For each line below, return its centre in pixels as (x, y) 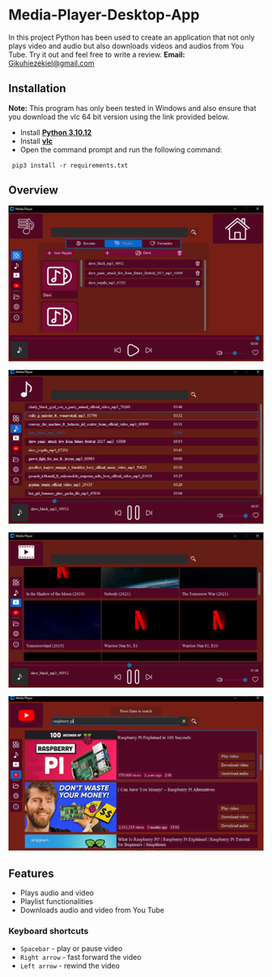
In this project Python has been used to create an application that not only (132, 37)
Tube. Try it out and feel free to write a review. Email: (97, 54)
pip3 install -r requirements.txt (70, 165)
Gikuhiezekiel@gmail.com (51, 63)
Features (31, 873)
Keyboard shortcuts (49, 931)
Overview (34, 191)
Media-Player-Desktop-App (104, 15)
